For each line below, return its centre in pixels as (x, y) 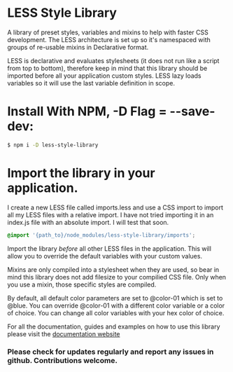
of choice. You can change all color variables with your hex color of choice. (116, 312)
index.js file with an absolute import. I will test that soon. (88, 222)
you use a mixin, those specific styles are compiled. (82, 284)
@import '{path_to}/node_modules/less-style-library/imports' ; (101, 235)
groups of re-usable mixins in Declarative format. (78, 47)
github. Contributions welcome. (62, 361)
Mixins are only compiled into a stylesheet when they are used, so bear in (113, 269)
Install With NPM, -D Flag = (87, 112)
